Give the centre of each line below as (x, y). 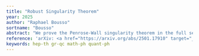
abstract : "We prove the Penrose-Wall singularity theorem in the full (96, 33)
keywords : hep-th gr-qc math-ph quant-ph (58, 44)
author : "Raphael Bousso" (38, 22)
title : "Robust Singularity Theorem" (53, 11)
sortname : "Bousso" (30, 28)
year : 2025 (20, 17)
